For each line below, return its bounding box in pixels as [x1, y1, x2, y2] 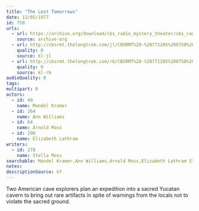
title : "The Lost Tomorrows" [6, 8, 78, 15]
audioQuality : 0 [6, 75, 46, 81]
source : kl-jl [17, 53, 52, 59]
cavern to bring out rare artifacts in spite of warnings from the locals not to [6, 191, 188, 199]
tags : [6, 81, 20, 87]
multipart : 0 [6, 86, 38, 92]
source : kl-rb [17, 70, 52, 75]
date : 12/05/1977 [6, 14, 49, 20]
